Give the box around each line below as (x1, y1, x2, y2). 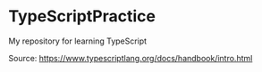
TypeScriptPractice (8, 6, 156, 27)
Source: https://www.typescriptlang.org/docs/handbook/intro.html (8, 52, 253, 63)
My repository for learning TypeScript (8, 36, 148, 46)
